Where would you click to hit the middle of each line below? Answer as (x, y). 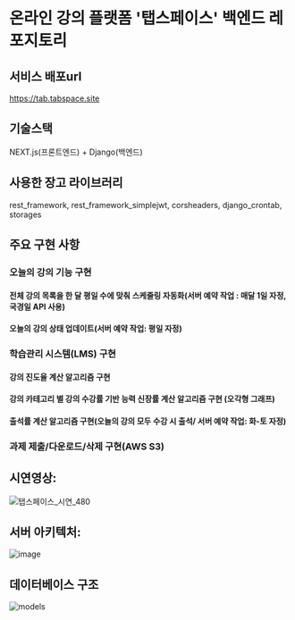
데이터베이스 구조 (54, 585)
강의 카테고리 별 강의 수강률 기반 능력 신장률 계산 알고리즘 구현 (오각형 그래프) (142, 399)
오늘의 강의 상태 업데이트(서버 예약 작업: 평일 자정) (96, 329)
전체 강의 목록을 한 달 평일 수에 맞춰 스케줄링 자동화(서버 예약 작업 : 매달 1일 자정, (148, 295)
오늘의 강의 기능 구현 (51, 272)
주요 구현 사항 (45, 245)
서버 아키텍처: (45, 532)
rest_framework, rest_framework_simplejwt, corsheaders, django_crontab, (146, 205)
